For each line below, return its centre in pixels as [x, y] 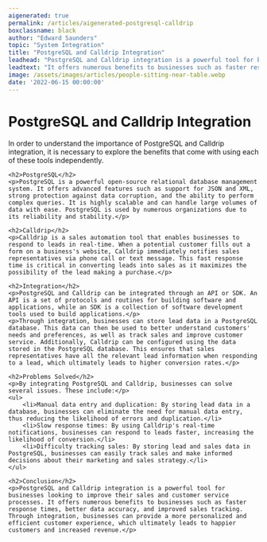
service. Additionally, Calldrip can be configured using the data [122, 342]
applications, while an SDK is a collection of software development [126, 307]
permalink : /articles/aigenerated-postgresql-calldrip [101, 23]
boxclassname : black [43, 30]
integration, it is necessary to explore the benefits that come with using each [133, 152]
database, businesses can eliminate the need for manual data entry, [126, 412]
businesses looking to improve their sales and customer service [118, 495]
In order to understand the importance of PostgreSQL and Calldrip [116, 143]
